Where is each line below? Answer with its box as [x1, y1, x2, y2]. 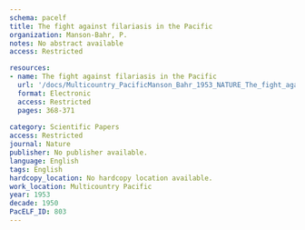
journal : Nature [9, 140, 71, 149]
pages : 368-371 [17, 105, 75, 115]
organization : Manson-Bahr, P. [9, 30, 128, 39]
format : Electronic [17, 88, 92, 98]
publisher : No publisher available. [9, 148, 148, 157]
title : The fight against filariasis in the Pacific [9, 22, 213, 31]
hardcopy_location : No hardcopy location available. [9, 174, 213, 183]
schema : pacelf [9, 13, 67, 23]
